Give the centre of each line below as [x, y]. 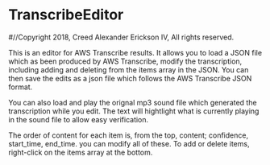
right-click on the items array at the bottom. [81, 152]
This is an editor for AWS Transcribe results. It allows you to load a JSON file [135, 52]
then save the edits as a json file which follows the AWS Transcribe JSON [130, 78]
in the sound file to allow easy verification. [79, 119]
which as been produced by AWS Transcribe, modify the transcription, [125, 61]
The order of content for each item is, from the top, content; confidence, [128, 135]
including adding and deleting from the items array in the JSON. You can [129, 69]
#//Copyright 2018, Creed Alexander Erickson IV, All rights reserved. [121, 37]
